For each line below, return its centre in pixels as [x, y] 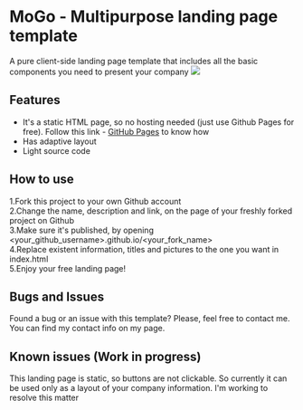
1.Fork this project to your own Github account [95, 201]
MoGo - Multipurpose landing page [144, 17]
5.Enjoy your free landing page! [68, 268]
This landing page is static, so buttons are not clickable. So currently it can [148, 378]
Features [35, 100]
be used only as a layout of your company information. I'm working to [139, 388]
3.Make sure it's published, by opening [81, 230]
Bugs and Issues [57, 296]
